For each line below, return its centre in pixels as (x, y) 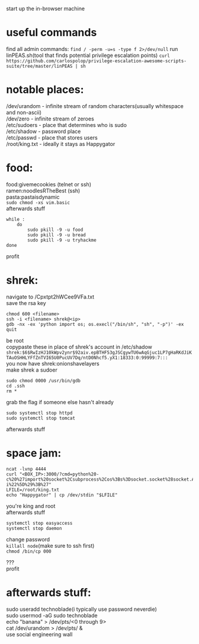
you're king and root (31, 506)
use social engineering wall (39, 634)
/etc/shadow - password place (44, 131)
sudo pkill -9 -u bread (57, 235)
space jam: (34, 453)
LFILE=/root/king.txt (33, 490)
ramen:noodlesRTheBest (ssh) (43, 191)
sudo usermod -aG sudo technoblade (52, 615)
